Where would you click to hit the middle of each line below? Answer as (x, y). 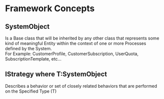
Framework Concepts (50, 9)
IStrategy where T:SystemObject (56, 74)
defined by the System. (29, 49)
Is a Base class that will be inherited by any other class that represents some (82, 38)
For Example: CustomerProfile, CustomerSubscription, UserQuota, (72, 54)
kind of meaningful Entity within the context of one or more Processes (76, 43)
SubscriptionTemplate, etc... (33, 59)
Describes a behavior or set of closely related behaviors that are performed (81, 86)
